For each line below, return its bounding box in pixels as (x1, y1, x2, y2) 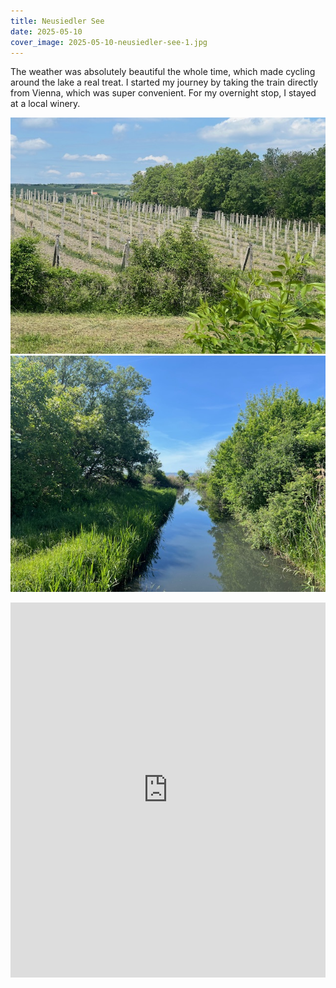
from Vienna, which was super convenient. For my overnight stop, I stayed (10, 87, 317, 99)
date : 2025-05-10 (10, 26, 83, 37)
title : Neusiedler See (10, 16, 105, 26)
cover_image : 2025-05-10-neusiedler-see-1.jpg (10, 37, 208, 47)
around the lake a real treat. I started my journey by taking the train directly (10, 76, 319, 89)
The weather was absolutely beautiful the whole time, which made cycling (10, 66, 316, 78)
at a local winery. (10, 98, 81, 110)
